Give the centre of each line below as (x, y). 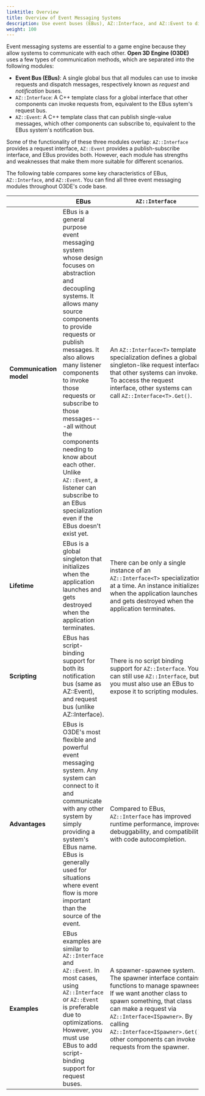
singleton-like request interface (155, 365)
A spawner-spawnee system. (152, 970)
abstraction (79, 273)
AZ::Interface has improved (150, 816)
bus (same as (82, 684)
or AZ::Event (81, 1000)
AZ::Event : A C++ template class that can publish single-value (93, 117)
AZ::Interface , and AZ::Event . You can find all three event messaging (94, 180)
